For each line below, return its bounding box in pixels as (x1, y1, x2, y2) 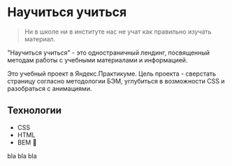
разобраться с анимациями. (7, 84, 92, 92)
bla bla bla (7, 151, 37, 160)
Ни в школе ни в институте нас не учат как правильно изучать (24, 27, 212, 36)
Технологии (7, 104, 61, 116)
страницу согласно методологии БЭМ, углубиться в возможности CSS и (7, 76, 225, 85)
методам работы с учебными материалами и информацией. (7, 55, 188, 64)
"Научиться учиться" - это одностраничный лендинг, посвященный (7, 48, 210, 57)
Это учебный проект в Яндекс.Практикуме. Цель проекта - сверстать (7, 69, 217, 78)
